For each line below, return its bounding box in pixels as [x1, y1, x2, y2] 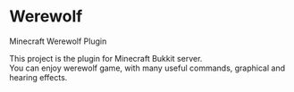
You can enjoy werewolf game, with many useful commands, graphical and [9, 63, 286, 73]
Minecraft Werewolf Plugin [9, 36, 107, 46]
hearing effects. [9, 71, 68, 82]
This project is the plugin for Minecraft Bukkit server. [9, 53, 203, 63]
